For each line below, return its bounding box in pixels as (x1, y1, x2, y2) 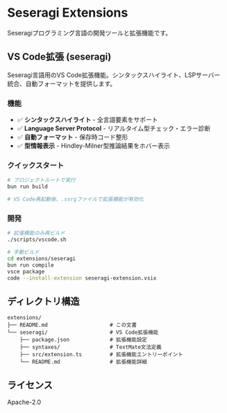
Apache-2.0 (7, 398, 42, 407)
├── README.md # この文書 (7, 321, 137, 329)
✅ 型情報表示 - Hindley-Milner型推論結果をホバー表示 (17, 142, 170, 150)
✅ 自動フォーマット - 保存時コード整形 (17, 133, 128, 142)
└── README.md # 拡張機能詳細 (19, 359, 147, 366)
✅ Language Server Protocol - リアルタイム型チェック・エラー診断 (17, 124, 211, 133)
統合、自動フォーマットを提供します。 (7, 79, 117, 87)
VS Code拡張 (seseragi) (7, 51, 112, 63)
